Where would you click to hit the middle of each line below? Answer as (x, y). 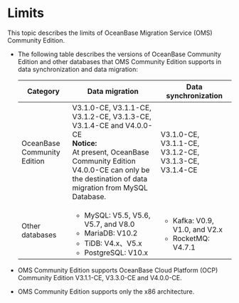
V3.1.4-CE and (98, 125)
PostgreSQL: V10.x (116, 253)
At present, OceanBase (111, 152)
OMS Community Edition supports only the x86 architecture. (106, 291)
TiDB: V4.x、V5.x (113, 243)
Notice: (85, 143)
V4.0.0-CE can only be (111, 170)
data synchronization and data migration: (78, 69)
